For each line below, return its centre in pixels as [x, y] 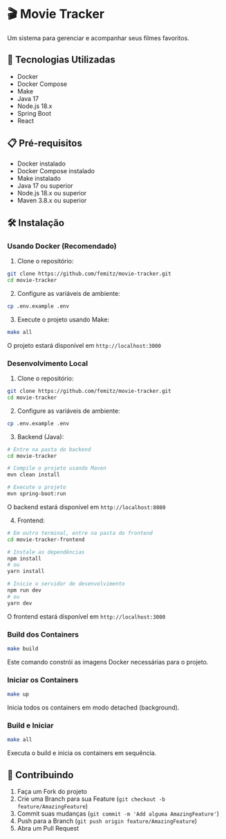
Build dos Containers [43, 634]
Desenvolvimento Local [48, 363]
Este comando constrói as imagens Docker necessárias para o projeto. [108, 662]
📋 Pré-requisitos [45, 143]
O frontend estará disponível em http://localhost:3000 [86, 616]
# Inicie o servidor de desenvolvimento [66, 584]
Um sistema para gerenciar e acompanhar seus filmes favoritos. [98, 38]
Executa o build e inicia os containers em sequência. [82, 753]
